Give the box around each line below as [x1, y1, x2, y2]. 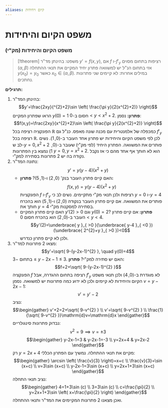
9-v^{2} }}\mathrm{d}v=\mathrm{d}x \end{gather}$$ [41, 312, 150, 318]
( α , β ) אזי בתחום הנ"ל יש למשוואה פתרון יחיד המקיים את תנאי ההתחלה [17, 65, 152, 71]
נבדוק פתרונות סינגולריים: [12, 320, 61, 326]
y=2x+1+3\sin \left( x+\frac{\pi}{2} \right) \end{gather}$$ [29, 389, 147, 395]
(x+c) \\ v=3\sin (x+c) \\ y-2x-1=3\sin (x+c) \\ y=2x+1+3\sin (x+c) [21, 363, 154, 369]
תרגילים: [5, 86, 23, 92]
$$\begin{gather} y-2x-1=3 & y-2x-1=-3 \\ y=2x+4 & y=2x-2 [26, 337, 149, 343]
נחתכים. [17, 76, 34, 83]
